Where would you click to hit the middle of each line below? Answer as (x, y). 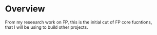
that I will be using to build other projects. (47, 27)
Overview (25, 9)
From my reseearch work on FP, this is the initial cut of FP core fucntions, (78, 22)
